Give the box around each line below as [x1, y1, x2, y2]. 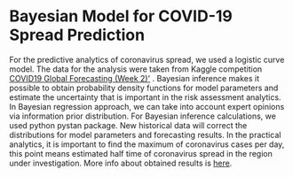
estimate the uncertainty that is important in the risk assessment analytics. [9, 91, 281, 103]
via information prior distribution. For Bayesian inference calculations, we [9, 111, 277, 121]
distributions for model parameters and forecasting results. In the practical [9, 129, 281, 140]
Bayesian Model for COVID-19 [9, 6, 233, 27]
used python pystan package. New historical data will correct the [9, 119, 248, 130]
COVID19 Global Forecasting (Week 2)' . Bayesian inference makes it [9, 73, 260, 83]
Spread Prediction [9, 25, 145, 45]
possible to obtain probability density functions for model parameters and [9, 82, 279, 93]
